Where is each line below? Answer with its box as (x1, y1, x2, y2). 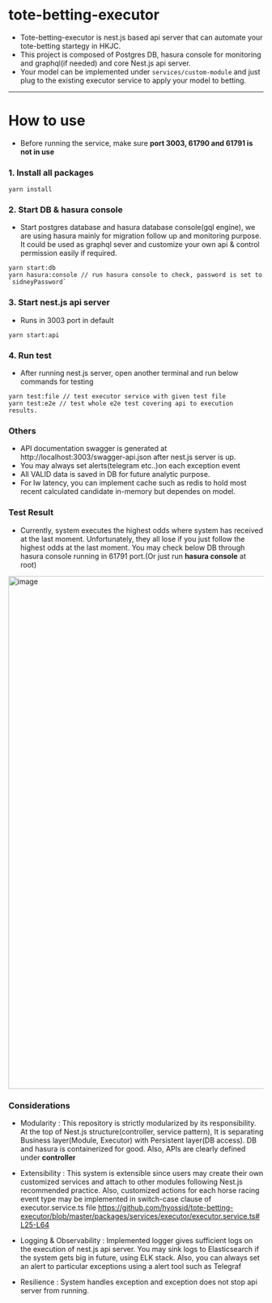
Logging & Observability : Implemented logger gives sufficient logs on (19, 1235, 253, 1245)
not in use (19, 147, 55, 156)
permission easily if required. (19, 249, 117, 258)
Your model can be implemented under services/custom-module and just (19, 66, 261, 76)
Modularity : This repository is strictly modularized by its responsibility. (19, 1118, 257, 1127)
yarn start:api (8, 330, 60, 339)
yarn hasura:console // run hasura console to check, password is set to (8, 271, 263, 279)
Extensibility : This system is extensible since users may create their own (19, 1168, 264, 1177)
